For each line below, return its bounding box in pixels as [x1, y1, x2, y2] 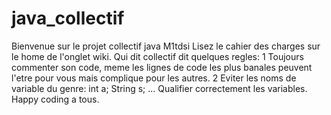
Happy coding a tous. [11, 93, 100, 105]
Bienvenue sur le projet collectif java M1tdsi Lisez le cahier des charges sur [11, 40, 321, 52]
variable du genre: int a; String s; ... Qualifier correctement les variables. [11, 82, 308, 94]
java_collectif [11, 7, 125, 30]
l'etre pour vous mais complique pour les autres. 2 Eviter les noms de [11, 72, 297, 84]
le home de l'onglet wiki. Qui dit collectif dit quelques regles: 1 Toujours [11, 50, 304, 62]
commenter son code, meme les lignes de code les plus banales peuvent [11, 61, 313, 73]
